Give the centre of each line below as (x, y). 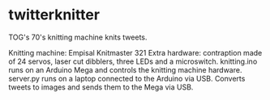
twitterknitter (54, 15)
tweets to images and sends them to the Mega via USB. (101, 87)
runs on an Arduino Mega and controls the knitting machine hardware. (125, 69)
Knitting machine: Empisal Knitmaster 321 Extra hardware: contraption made (135, 52)
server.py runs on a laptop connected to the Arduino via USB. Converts (127, 78)
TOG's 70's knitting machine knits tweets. (78, 37)
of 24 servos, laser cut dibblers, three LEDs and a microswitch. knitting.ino (133, 61)
